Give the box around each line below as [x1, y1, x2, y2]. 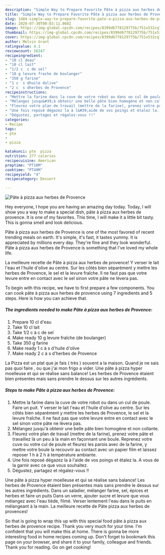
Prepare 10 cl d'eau [12, 319, 52, 325]
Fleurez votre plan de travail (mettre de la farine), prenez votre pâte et [12, 431, 154, 437]
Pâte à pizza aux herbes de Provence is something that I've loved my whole [5, 245, 158, 251]
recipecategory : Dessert [5, 176, 56, 181]
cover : [5, 35, 19, 40]
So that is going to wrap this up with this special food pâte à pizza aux [5, 518, 147, 524]
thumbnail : [5, 30, 27, 35]
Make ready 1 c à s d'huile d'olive [12, 346, 80, 351]
